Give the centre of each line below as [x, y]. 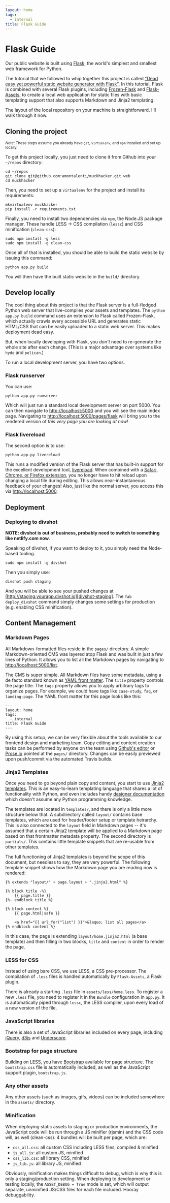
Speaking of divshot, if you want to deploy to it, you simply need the [76, 548]
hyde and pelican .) [25, 352]
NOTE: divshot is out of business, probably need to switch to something [82, 533]
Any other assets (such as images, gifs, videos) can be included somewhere [85, 1097]
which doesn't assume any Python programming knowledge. [69, 799]
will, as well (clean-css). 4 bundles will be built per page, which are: [76, 1137]
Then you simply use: [28, 573]
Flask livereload [25, 435]
